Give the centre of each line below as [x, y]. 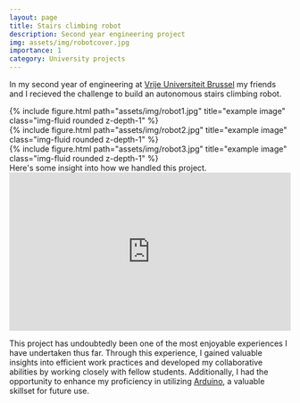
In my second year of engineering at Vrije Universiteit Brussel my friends [143, 84]
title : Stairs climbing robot [66, 26]
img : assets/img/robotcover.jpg [69, 42]
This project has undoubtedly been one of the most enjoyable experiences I [148, 343]
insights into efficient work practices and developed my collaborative [136, 362]
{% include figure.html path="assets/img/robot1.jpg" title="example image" [147, 111]
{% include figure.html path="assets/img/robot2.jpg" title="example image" [148, 130]
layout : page [33, 17]
